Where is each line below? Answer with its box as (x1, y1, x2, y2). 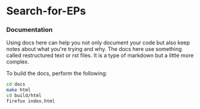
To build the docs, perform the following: (6, 70, 107, 77)
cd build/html (6, 93, 42, 99)
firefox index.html (6, 98, 55, 104)
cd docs (6, 81, 26, 87)
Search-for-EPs (6, 4, 86, 18)
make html (6, 87, 31, 93)
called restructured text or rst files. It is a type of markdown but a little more (6, 52, 194, 59)
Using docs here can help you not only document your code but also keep (6, 39, 190, 46)
